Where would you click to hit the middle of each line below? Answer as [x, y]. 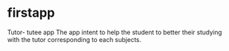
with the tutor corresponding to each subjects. [74, 39]
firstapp [31, 13]
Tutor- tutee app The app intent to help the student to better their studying [115, 32]
